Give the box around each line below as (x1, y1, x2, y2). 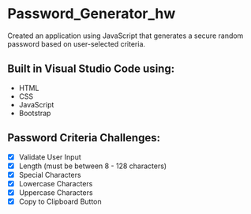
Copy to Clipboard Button (18, 197, 102, 206)
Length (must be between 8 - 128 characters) (18, 161, 167, 171)
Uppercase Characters (18, 187, 93, 197)
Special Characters (18, 170, 81, 179)
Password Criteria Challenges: (7, 131, 161, 145)
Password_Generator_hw (7, 5, 176, 23)
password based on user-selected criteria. (7, 39, 146, 48)
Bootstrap (18, 108, 51, 118)
